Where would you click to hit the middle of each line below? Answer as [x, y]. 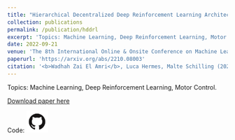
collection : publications [45, 22]
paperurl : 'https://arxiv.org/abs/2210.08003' [76, 59]
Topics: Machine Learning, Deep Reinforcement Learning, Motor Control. [112, 87]
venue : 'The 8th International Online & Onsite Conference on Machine [112, 52]
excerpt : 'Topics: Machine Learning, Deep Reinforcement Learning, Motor [117, 37]
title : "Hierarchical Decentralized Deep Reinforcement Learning [104, 15]
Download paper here [38, 101]
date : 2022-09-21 [33, 44]
